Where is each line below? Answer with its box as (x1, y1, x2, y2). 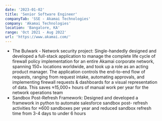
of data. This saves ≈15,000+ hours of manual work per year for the (12, 84, 149, 90)
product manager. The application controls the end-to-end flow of (12, 69, 146, 74)
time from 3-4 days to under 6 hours (12, 110, 86, 116)
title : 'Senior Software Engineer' (5, 12, 78, 17)
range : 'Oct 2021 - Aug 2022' (5, 30, 67, 35)
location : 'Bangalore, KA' (5, 25, 60, 30)
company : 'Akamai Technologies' (5, 21, 71, 26)
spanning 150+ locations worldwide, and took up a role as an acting (12, 63, 148, 69)
